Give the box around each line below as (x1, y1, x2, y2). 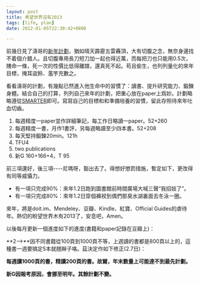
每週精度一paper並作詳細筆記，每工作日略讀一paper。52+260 (14, 117, 168, 125)
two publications (14, 145, 56, 152)
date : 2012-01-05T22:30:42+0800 (6, 25, 86, 32)
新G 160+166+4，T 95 (14, 152, 70, 159)
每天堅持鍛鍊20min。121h (14, 132, 78, 140)
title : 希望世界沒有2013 (6, 14, 62, 20)
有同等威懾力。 (6, 172, 43, 180)
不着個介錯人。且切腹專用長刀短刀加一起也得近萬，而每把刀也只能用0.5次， (6, 55, 192, 62)
